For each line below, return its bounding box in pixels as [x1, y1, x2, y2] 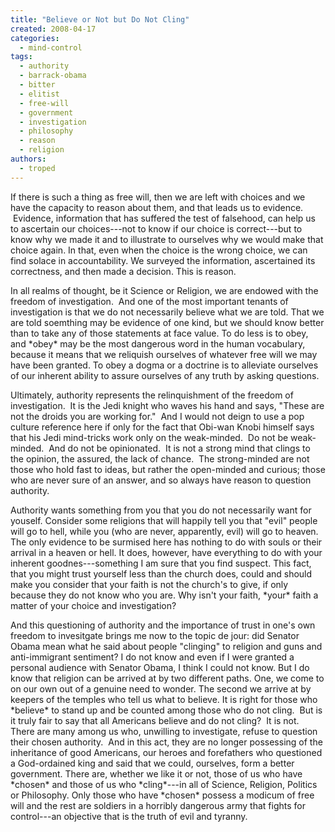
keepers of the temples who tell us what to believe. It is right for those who [10, 693, 318, 705]
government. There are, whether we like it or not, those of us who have [10, 767, 303, 780]
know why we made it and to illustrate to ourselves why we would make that [10, 233, 324, 245]
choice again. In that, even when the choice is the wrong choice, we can [10, 244, 308, 256]
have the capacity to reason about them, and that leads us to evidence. [10, 201, 304, 213]
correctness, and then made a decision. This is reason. [10, 265, 237, 277]
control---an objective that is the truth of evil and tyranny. [10, 810, 248, 822]
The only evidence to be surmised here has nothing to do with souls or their [10, 536, 323, 548]
